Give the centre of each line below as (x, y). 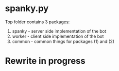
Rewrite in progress (45, 61)
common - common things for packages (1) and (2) (63, 41)
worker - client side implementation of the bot (58, 36)
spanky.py (27, 8)
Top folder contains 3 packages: (37, 22)
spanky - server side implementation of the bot (59, 31)
